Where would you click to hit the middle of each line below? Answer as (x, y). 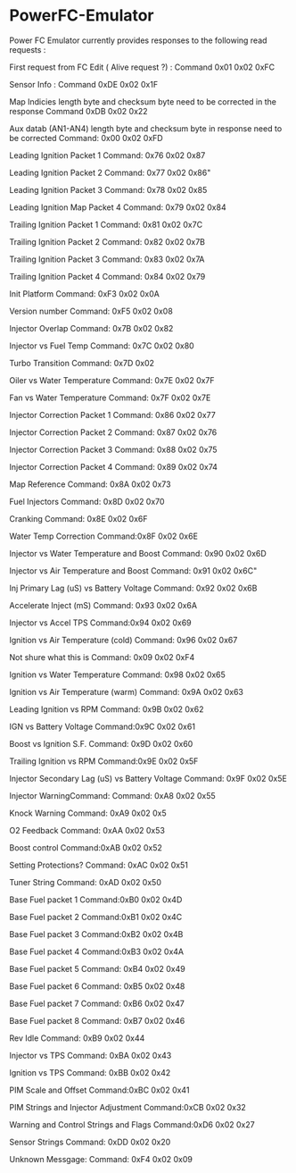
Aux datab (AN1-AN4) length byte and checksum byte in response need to (146, 128)
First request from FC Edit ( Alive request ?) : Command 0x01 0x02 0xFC (142, 67)
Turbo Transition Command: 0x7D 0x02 (82, 363)
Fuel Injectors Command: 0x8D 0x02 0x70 (87, 501)
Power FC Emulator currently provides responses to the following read (138, 40)
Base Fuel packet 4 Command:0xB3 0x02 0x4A (97, 951)
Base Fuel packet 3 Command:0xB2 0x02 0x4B (96, 934)
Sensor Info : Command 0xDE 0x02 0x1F (84, 84)
